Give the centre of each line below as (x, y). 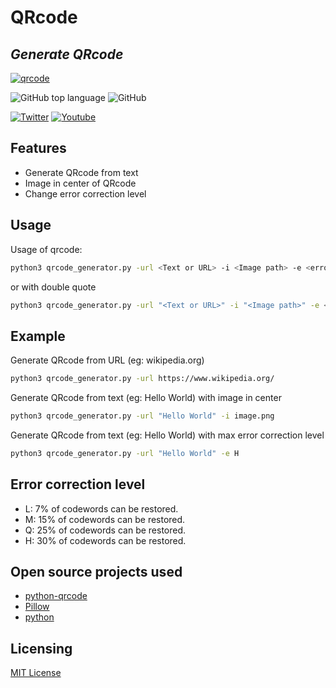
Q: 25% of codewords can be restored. (105, 530)
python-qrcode (56, 596)
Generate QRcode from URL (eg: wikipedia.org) (107, 360)
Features (38, 148)
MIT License (36, 673)
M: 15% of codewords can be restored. (105, 519)
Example (38, 336)
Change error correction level (85, 193)
